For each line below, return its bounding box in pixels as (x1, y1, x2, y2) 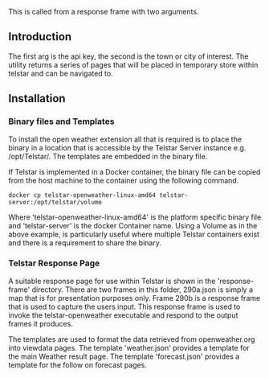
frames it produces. (8, 318, 74, 328)
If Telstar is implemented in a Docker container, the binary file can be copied (8, 166, 261, 176)
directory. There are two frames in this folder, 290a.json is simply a (31, 285, 254, 294)
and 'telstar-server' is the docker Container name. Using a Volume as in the (8, 220, 258, 230)
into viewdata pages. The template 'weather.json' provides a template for (8, 343, 251, 352)
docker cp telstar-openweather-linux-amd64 (8, 191, 157, 199)
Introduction (8, 30, 72, 43)
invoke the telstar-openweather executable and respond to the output (8, 310, 238, 320)
